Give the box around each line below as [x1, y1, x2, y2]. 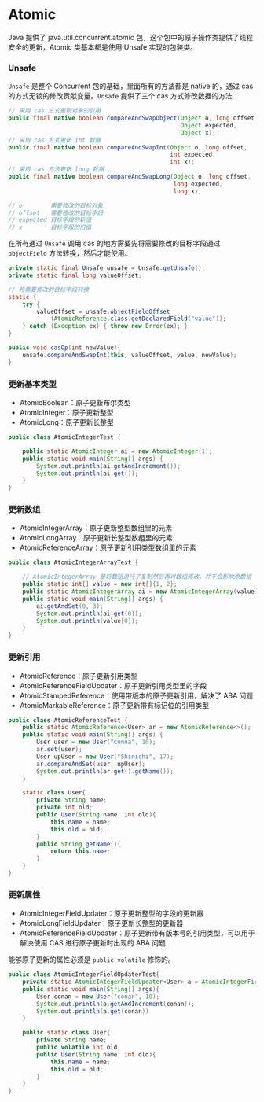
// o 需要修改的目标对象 [8, 201, 104, 209]
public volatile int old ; [36, 1044, 122, 1052]
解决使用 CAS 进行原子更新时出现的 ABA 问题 [19, 938, 167, 948]
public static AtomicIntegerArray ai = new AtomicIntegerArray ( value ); [22, 588, 262, 595]
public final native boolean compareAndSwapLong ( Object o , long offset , [8, 173, 251, 181]
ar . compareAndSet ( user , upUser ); [36, 760, 146, 768]
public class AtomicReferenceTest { [8, 716, 128, 724]
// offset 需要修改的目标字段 [8, 208, 104, 217]
